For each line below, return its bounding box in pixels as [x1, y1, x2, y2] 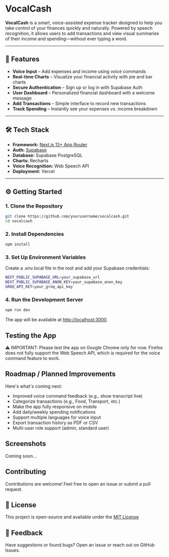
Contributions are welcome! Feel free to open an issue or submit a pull [5, 481, 151, 487]
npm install [5, 242, 30, 247]
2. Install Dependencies [5, 230, 64, 237]
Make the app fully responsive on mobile [12, 403, 97, 410]
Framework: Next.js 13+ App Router [12, 141, 88, 147]
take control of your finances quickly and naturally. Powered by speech [5, 25, 153, 31]
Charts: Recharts [12, 157, 49, 163]
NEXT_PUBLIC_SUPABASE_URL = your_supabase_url [5, 275, 100, 280]
